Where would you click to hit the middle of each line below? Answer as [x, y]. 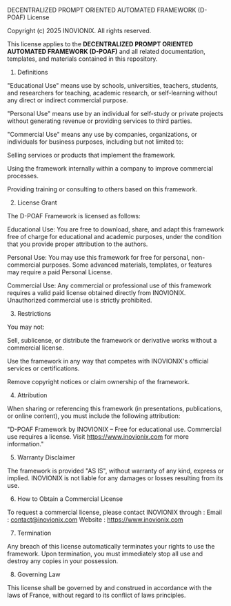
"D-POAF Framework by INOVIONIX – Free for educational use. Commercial [114, 429]
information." [26, 444]
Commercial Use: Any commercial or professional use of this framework [109, 285]
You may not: [26, 327]
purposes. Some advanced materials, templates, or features [127, 265]
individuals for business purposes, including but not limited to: [96, 142]
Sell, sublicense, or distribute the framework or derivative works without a [112, 340]
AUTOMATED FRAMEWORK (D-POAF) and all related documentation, [106, 51]
